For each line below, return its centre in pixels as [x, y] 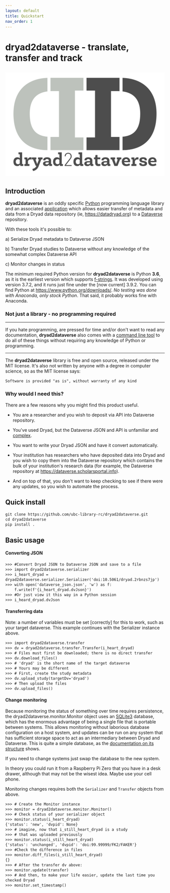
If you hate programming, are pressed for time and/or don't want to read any [85, 330]
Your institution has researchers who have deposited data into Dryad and [89, 455]
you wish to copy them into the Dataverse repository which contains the [88, 460]
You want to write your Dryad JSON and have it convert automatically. [85, 445]
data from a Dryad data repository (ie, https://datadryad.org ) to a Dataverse [84, 214]
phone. [13, 779]
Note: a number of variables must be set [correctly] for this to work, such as [84, 622]
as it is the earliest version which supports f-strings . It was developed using [84, 279]
